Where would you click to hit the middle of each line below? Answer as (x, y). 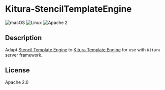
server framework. (24, 55)
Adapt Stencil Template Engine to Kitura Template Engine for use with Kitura (83, 49)
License (17, 70)
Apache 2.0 (17, 82)
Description (23, 38)
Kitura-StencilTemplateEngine (68, 9)
